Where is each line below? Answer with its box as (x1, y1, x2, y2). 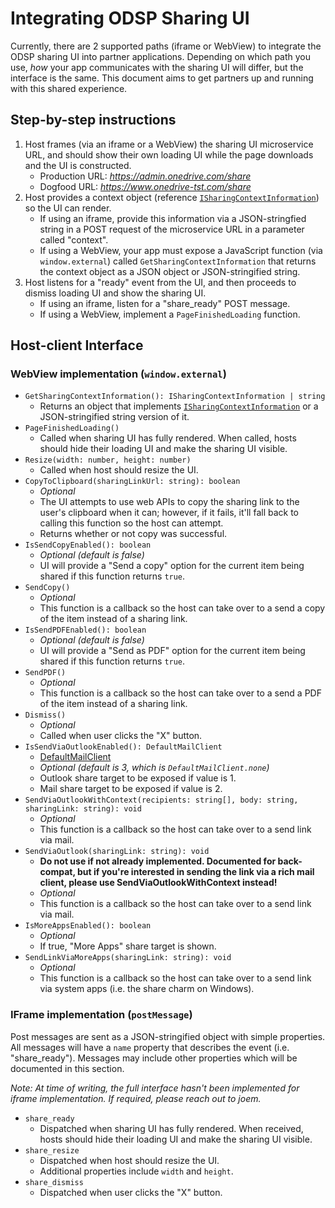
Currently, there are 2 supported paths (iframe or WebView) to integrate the (10, 40, 322, 52)
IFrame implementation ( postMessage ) (10, 1008, 193, 1022)
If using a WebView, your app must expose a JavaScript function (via (39, 244, 323, 256)
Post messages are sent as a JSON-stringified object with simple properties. (10, 1030, 326, 1042)
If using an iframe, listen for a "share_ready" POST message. (39, 297, 291, 309)
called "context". (39, 233, 109, 246)
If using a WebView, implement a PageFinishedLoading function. (39, 308, 301, 320)
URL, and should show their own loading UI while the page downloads (24, 148, 314, 161)
